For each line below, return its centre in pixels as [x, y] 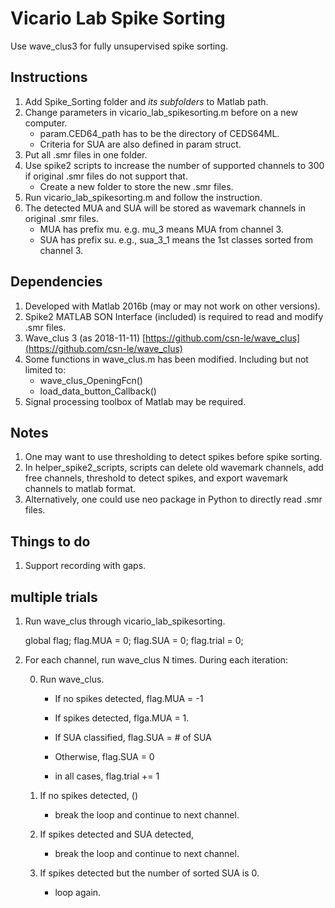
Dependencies [56, 282]
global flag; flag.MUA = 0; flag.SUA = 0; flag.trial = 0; [134, 640]
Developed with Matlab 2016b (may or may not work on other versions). [172, 306]
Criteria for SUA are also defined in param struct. [140, 144]
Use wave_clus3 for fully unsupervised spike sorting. [119, 46]
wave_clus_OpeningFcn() [91, 380]
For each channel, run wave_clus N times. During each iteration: [156, 660]
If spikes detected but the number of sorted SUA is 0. [149, 873]
